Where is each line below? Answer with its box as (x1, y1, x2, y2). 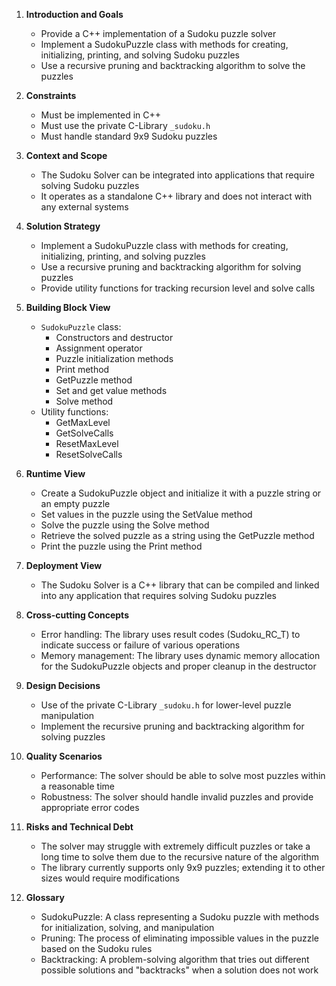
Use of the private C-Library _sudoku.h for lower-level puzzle (40, 699, 292, 711)
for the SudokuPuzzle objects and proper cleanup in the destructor (40, 660, 317, 672)
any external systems (40, 201, 129, 213)
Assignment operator (55, 342, 143, 354)
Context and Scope (25, 150, 108, 161)
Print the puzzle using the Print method (40, 540, 203, 552)
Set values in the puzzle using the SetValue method (40, 509, 253, 520)
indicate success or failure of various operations (40, 639, 241, 651)
